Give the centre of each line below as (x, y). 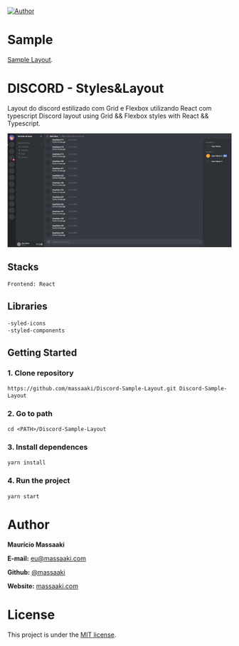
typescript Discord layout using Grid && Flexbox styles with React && (108, 116)
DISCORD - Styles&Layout (86, 89)
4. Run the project (39, 480)
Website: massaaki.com (43, 586)
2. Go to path (30, 413)
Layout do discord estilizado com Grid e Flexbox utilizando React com (110, 108)
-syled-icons (27, 324)
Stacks (23, 267)
